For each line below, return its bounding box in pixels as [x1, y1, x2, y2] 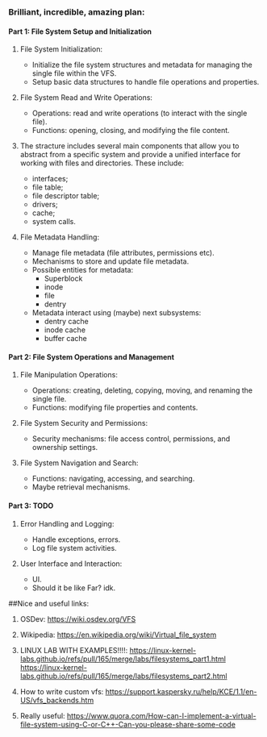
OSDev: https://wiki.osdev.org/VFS [19, 614, 136, 623]
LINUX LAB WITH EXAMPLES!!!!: [19, 645, 128, 655]
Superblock [44, 273, 83, 284]
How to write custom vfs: [19, 686, 104, 696]
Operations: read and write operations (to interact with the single [31, 108, 248, 119]
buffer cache [44, 334, 87, 344]
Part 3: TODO [8, 501, 54, 510]
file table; [31, 182, 64, 192]
